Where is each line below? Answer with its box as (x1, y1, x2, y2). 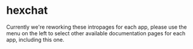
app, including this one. (6, 36, 65, 43)
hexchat (6, 4, 48, 17)
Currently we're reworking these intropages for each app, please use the (6, 23, 187, 30)
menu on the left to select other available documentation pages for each (6, 29, 186, 36)
